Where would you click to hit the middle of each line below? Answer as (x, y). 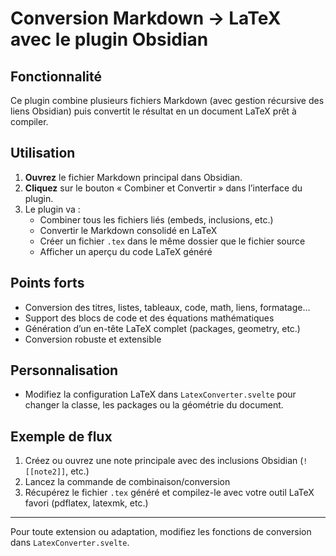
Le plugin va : (52, 209)
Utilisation (43, 153)
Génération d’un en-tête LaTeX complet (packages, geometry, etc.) (162, 328)
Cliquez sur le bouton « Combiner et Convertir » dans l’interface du (163, 188)
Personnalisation (64, 370)
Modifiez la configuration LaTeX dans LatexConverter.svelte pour (160, 394)
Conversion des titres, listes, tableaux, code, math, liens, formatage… (167, 307)
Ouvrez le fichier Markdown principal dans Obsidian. (133, 177)
